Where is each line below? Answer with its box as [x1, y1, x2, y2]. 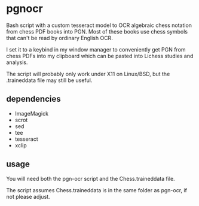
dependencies [6, 94, 61, 104]
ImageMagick [14, 110, 49, 117]
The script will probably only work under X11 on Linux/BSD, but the [6, 70, 170, 77]
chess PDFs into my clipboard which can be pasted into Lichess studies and [6, 52, 194, 59]
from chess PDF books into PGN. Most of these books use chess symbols [6, 28, 188, 35]
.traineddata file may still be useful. [6, 77, 93, 84]
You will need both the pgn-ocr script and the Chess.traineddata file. [6, 175, 175, 182]
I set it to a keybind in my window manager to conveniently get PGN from [6, 46, 186, 53]
